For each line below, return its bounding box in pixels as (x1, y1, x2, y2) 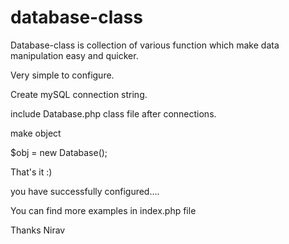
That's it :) (10, 166, 53, 178)
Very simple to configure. (10, 69, 115, 81)
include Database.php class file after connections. (10, 107, 217, 120)
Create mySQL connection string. (10, 88, 148, 100)
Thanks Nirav (10, 224, 66, 236)
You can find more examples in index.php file (10, 204, 197, 216)
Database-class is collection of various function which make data (10, 39, 280, 51)
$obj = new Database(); (10, 146, 108, 158)
